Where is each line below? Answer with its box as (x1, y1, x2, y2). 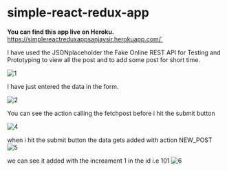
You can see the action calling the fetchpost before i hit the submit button (7, 109, 215, 117)
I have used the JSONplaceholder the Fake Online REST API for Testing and (7, 48, 221, 57)
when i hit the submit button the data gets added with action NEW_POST (7, 136, 213, 144)
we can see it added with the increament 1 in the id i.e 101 (7, 157, 170, 165)
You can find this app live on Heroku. (7, 28, 115, 36)
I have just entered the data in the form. (7, 82, 119, 90)
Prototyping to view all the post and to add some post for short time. (7, 55, 201, 63)
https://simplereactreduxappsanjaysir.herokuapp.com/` (7, 34, 163, 43)
